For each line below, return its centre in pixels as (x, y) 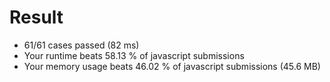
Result (36, 17)
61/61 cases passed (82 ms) (81, 45)
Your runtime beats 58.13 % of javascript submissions (134, 55)
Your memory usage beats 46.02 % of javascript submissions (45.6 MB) (172, 66)
